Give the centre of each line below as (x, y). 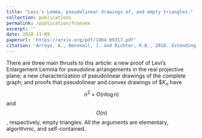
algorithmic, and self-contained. (46, 129)
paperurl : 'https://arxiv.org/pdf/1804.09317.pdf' (71, 40)
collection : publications (39, 18)
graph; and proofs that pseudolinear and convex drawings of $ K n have (94, 83)
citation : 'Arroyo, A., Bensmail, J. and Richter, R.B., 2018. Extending (101, 46)
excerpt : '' (21, 29)
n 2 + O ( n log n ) (102, 93)
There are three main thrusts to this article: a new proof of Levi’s (86, 63)
